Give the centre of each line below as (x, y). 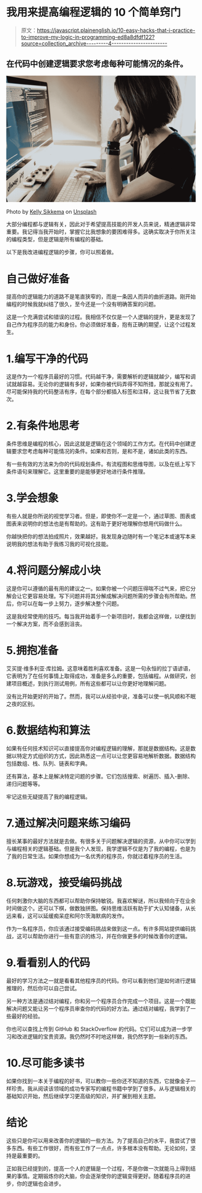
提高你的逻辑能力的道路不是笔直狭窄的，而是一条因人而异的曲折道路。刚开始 (101, 297)
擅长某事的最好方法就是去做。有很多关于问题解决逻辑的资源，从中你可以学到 (101, 841)
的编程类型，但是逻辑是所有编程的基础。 (56, 240)
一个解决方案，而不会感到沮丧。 (46, 624)
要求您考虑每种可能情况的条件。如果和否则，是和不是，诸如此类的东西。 (101, 451)
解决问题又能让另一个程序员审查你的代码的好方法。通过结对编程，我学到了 (98, 1008)
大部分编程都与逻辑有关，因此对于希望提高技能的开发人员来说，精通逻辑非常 (101, 224)
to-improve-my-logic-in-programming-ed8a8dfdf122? (88, 37)
